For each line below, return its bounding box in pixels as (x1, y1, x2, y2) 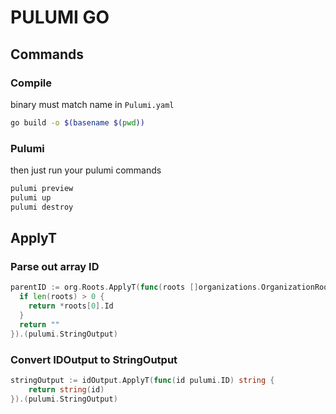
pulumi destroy (10, 202, 74, 212)
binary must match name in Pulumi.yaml (10, 98, 175, 110)
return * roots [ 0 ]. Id (28, 301, 114, 311)
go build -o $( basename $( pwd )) (10, 117, 145, 128)
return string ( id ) (28, 384, 105, 395)
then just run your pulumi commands (10, 164, 162, 176)
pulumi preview (10, 184, 74, 194)
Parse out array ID (10, 259, 100, 273)
